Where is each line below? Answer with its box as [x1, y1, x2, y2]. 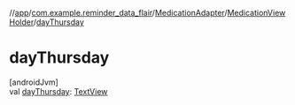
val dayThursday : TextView [9, 86, 108, 96]
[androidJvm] [9, 77, 59, 87]
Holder [9, 17, 34, 27]
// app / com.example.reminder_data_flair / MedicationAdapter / [9, 8, 228, 18]
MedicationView [227, 8, 286, 18]
